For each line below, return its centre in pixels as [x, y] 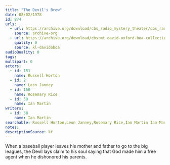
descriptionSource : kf [29, 132]
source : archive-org [36, 33]
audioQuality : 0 [22, 52]
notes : [12, 127]
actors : [13, 66]
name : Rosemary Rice [36, 94]
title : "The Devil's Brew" [34, 10]
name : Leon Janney [34, 85]
